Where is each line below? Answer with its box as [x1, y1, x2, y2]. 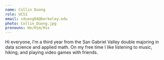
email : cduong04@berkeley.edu [5, 16, 68, 21]
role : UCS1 [5, 12, 28, 17]
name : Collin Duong [5, 7, 46, 12]
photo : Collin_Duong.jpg [5, 21, 57, 26]
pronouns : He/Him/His [5, 26, 50, 30]
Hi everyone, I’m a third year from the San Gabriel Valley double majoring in [5, 39, 159, 45]
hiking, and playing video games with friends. [5, 50, 98, 56]
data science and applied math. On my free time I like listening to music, [5, 44, 153, 50]
